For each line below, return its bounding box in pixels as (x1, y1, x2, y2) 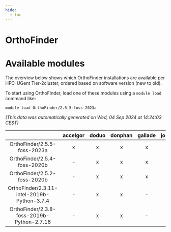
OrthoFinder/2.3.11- (8, 184, 58, 192)
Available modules (5, 57, 85, 69)
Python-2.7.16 (14, 218, 51, 225)
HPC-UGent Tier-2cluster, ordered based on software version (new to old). (5, 80, 162, 86)
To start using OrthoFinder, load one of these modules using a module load (5, 90, 162, 96)
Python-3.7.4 (16, 197, 49, 204)
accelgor (63, 131, 85, 138)
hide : (5, 7, 17, 13)
